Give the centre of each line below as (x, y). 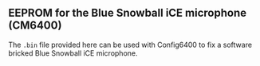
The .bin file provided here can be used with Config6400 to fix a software (130, 45)
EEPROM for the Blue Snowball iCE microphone (128, 13)
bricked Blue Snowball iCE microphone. (73, 53)
